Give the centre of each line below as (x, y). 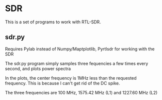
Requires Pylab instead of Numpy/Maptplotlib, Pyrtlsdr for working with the (80, 49)
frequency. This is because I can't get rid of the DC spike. (63, 83)
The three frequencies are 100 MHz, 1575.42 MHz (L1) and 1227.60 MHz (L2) (81, 92)
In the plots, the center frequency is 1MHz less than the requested (71, 78)
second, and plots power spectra (38, 68)
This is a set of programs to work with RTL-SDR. (53, 22)
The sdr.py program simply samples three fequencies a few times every (77, 63)
